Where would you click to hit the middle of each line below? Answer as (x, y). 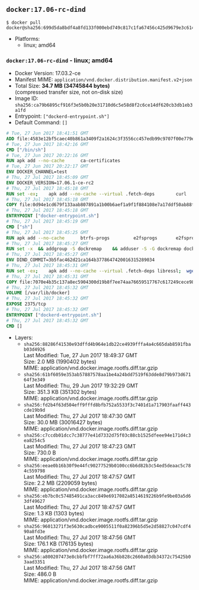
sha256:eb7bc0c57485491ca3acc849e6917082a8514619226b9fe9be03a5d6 (107, 496)
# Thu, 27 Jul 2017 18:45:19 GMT (47, 222)
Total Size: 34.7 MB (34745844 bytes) (62, 86)
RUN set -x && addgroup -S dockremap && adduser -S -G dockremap (94, 249)
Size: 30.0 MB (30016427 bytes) (63, 422)
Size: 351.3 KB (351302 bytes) (60, 392)
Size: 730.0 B (40, 453)
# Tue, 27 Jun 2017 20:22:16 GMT (47, 155)
